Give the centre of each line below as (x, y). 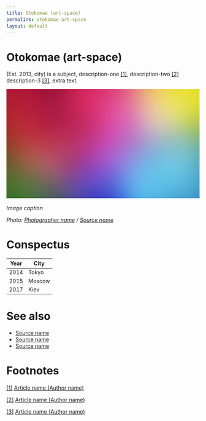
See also (29, 316)
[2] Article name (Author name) (46, 400)
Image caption (25, 208)
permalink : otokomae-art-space (46, 19)
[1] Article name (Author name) (45, 388)
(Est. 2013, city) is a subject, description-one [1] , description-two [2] (93, 74)
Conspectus (38, 244)
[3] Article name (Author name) (46, 412)
